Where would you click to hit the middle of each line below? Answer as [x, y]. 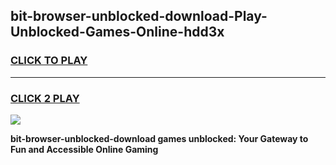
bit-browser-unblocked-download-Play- [139, 16]
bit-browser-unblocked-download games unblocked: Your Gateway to [159, 138]
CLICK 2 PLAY [45, 98]
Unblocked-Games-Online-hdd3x [117, 32]
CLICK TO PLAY [49, 61]
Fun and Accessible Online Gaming [84, 149]
